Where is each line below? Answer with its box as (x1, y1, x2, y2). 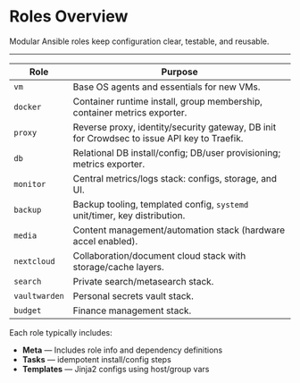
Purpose (161, 65, 198, 78)
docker (13, 101, 42, 112)
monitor (13, 179, 46, 189)
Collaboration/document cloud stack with (72, 249, 246, 261)
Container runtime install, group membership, (72, 95, 263, 107)
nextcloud (13, 256, 55, 266)
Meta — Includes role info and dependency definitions (21, 345, 223, 355)
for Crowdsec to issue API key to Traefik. (72, 132, 244, 144)
